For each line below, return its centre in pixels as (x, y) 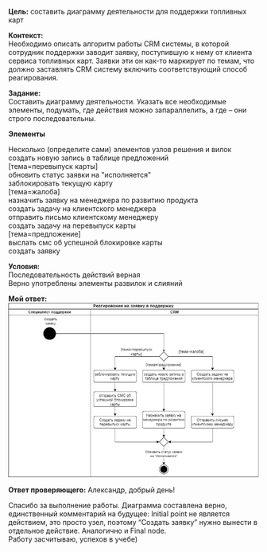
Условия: (24, 266)
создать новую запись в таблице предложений (89, 158)
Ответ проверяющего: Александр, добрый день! (92, 490)
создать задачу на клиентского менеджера (82, 209)
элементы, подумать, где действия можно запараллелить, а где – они (128, 110)
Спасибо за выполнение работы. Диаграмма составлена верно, (118, 506)
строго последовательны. (52, 118)
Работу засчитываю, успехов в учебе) (73, 539)
